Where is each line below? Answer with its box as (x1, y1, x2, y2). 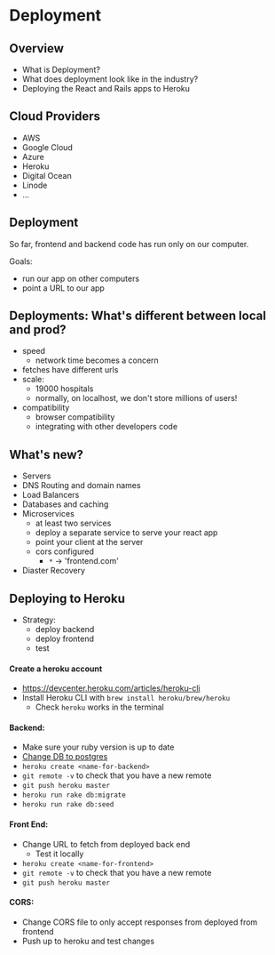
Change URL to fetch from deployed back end (21, 839, 191, 849)
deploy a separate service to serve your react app (35, 527, 218, 538)
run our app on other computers (21, 273, 140, 284)
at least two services (35, 518, 112, 529)
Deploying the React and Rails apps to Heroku (21, 84, 191, 93)
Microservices (21, 509, 75, 519)
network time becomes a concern (35, 355, 160, 365)
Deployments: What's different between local (9, 309, 266, 324)
